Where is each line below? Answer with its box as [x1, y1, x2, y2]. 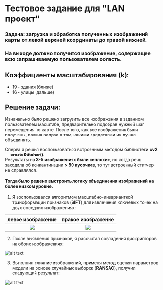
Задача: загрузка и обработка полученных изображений [5, 31, 148, 38]
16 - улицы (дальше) [12, 89, 54, 95]
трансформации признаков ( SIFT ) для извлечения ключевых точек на [12, 199, 158, 205]
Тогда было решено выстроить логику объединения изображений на [5, 178, 154, 184]
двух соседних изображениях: [12, 204, 76, 210]
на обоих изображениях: [12, 241, 64, 247]
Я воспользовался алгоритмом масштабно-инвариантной [12, 194, 133, 200]
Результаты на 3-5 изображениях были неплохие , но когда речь [5, 156, 142, 162]
